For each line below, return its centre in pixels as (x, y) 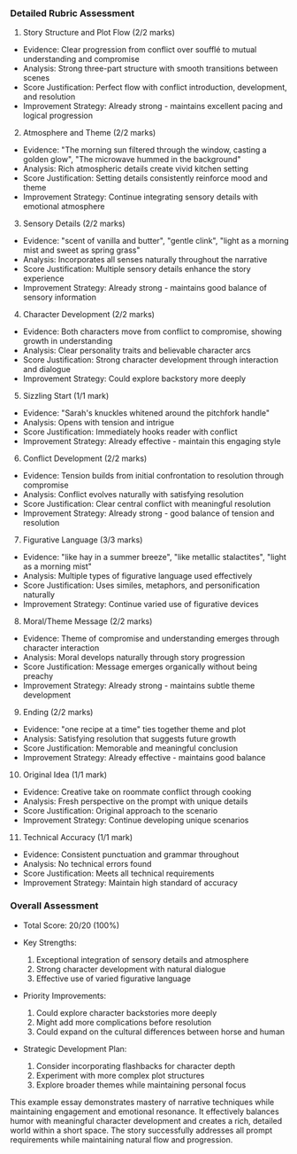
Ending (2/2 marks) (58, 713)
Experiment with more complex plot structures (120, 1075)
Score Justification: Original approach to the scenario (120, 811)
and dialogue (47, 370)
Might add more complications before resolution (124, 1022)
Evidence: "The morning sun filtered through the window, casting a (145, 150)
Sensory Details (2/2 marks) (74, 223)
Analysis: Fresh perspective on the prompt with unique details (135, 801)
